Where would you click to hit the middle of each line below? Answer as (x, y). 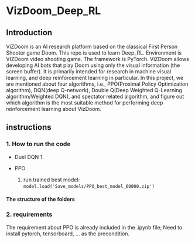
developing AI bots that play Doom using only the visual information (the (93, 65)
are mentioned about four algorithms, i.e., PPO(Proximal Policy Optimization (97, 84)
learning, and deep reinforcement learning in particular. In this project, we (95, 78)
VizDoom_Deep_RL (54, 11)
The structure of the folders (40, 199)
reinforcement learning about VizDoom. (54, 109)
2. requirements (29, 214)
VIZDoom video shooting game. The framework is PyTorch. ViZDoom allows (97, 59)
